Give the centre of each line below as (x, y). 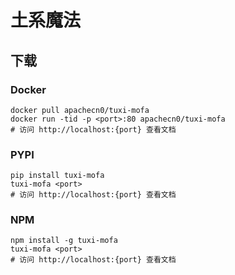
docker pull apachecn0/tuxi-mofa (80, 110)
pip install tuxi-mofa (57, 176)
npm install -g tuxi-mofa (64, 241)
